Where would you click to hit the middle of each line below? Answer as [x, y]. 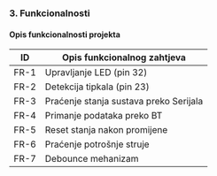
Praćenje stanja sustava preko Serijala [124, 102]
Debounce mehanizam [92, 159]
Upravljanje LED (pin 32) [96, 73]
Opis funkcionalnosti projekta [65, 34]
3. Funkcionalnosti [50, 13]
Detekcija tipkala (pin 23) [97, 87]
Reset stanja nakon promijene [106, 130]
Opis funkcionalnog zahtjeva [124, 57]
